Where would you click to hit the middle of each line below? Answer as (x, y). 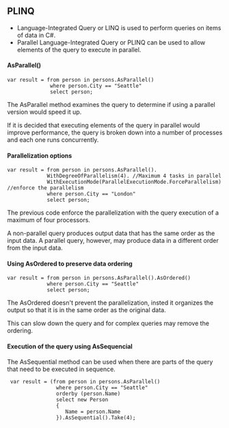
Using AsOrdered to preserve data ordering (70, 263)
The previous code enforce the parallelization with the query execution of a (113, 213)
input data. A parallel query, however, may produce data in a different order (113, 241)
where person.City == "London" (91, 194)
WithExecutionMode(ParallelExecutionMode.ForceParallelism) (134, 182)
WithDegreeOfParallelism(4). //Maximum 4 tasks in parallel (134, 176)
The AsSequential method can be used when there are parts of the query (110, 361)
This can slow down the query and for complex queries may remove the (108, 323)
